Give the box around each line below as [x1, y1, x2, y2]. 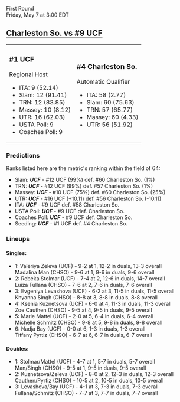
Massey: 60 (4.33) [86, 113, 139, 121]
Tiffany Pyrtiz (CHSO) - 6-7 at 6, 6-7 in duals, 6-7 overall [14, 332, 152, 339]
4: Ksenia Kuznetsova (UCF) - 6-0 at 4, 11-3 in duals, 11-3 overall [14, 300, 172, 308]
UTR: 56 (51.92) [86, 120, 133, 129]
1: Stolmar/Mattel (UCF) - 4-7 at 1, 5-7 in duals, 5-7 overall [14, 358, 155, 365]
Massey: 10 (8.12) [19, 106, 71, 114]
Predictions [6, 151, 40, 159]
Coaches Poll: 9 [19, 128, 63, 136]
